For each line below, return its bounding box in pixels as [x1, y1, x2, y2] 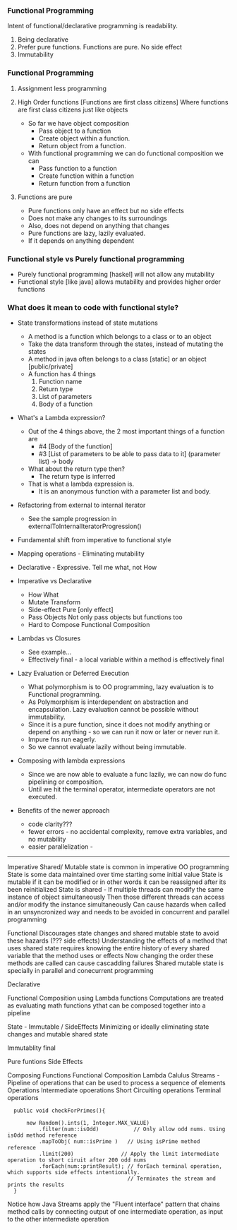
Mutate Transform [28, 598, 81, 607]
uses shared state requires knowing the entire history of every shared [7, 944, 209, 953]
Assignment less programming [17, 84, 107, 92]
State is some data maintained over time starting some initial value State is [7, 871, 224, 879]
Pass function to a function [38, 164, 118, 172]
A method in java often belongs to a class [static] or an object [28, 355, 207, 364]
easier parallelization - [28, 842, 93, 851]
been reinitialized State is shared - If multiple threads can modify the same [7, 885, 224, 894]
